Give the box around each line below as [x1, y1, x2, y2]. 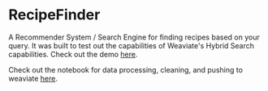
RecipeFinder [8, 6, 101, 24]
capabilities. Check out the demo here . [8, 49, 138, 59]
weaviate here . [8, 73, 58, 83]
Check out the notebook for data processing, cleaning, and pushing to [8, 64, 244, 74]
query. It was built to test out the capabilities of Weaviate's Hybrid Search [8, 40, 254, 50]
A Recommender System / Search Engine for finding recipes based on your [8, 32, 260, 42]
